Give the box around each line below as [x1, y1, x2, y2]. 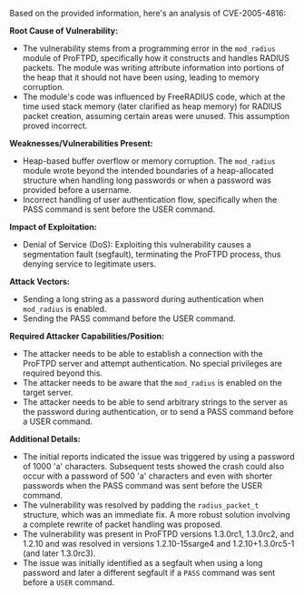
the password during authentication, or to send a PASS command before [22, 407, 294, 417]
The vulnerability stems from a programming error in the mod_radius [22, 43, 276, 54]
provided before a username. [22, 185, 132, 195]
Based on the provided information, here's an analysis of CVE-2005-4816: [9, 8, 287, 18]
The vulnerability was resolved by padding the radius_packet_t [22, 499, 260, 510]
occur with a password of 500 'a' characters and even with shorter [22, 470, 273, 481]
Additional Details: [9, 434, 81, 444]
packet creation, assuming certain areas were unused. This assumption [22, 111, 290, 121]
